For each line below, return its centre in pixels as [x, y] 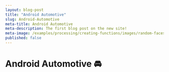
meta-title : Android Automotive [39, 24]
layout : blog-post [24, 10]
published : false [23, 38]
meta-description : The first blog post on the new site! [66, 29]
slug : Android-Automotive [32, 19]
